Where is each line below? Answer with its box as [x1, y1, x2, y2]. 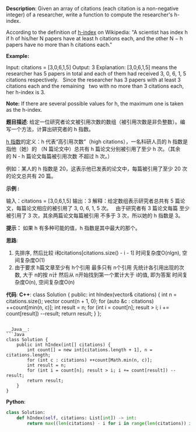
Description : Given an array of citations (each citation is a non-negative [6, 5, 179, 12]
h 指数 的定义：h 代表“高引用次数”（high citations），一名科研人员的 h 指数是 [6, 138, 188, 145]
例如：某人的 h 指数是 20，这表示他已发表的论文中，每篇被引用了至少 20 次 [6, 165, 188, 172]
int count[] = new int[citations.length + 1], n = [27, 347, 153, 353]
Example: [6, 53, 30, 59]
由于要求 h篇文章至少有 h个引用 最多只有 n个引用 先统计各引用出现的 [14, 264, 180, 271]
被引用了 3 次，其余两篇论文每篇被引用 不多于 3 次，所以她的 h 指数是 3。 [6, 212, 184, 219]
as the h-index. [6, 107, 43, 113]
